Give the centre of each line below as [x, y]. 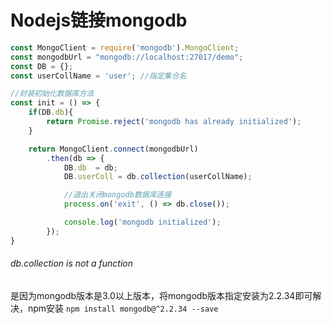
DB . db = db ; [90, 167]
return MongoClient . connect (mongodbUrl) [113, 149]
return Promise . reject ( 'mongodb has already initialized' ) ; [174, 122]
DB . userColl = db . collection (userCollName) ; [158, 177]
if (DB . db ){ [51, 112]
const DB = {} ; [42, 66]
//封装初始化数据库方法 [52, 94]
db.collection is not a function [71, 263]
